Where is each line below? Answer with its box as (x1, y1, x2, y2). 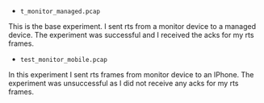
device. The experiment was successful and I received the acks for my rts (8, 31, 254, 39)
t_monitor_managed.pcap (19, 7, 101, 15)
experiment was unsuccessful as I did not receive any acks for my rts (8, 79, 239, 88)
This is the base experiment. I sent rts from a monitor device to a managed (8, 22, 257, 31)
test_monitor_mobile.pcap (19, 56, 107, 64)
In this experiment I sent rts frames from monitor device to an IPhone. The (8, 70, 254, 79)
